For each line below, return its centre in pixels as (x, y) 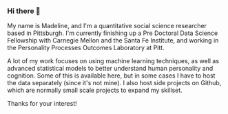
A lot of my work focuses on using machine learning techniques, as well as (113, 61)
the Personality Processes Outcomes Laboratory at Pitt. (86, 48)
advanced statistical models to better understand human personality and (110, 69)
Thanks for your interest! (42, 104)
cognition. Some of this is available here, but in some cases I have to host (111, 76)
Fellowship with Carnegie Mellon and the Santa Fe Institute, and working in (113, 41)
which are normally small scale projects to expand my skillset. (95, 90)
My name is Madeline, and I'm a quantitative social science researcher (107, 26)
